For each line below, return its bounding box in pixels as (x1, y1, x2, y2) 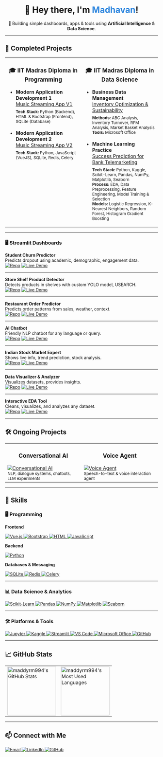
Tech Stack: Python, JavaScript (16, 150, 76, 156)
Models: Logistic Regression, (92, 201, 147, 207)
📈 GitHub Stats (5, 650, 52, 658)
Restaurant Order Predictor (5, 301, 61, 307)
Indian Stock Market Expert (5, 350, 62, 356)
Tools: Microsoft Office (92, 129, 136, 135)
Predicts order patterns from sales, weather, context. (5, 306, 111, 312)
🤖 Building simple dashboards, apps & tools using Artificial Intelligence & (8, 20, 155, 26)
